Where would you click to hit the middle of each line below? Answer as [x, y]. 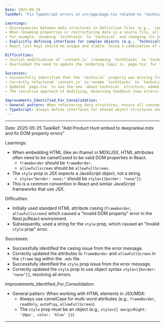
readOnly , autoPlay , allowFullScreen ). [57, 304]
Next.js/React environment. [40, 219]
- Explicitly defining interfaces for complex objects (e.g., [70, 42]
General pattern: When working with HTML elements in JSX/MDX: [79, 293]
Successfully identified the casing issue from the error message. [78, 248]
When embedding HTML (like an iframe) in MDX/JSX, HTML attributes [83, 152]
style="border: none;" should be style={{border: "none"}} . [81, 179]
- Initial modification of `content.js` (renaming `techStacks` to [76, 60]
